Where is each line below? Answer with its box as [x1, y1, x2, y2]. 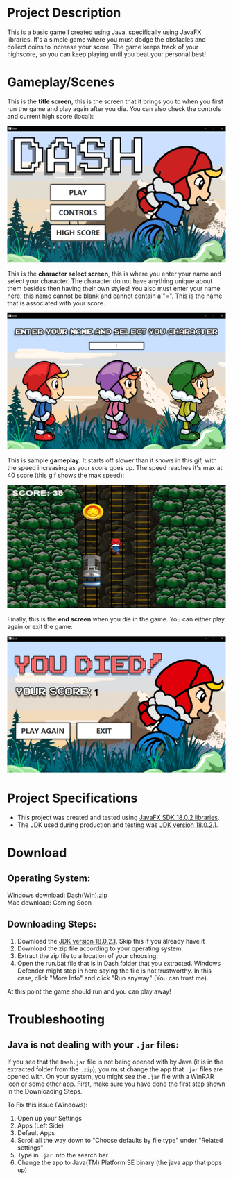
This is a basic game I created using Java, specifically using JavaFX [7, 28, 202, 36]
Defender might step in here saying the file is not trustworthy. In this [17, 966, 212, 975]
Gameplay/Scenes [7, 74, 115, 90]
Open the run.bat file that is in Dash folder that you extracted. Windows [17, 959, 221, 967]
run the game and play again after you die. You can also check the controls [7, 104, 221, 112]
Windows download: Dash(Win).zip [7, 891, 107, 899]
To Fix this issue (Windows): [7, 1100, 88, 1109]
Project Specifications [7, 790, 138, 806]
